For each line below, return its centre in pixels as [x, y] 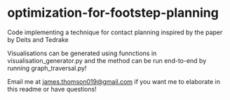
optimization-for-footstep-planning [113, 13]
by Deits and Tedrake [38, 39]
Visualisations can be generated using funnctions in [82, 53]
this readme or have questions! [52, 89]
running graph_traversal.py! [47, 68]
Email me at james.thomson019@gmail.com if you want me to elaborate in [114, 81]
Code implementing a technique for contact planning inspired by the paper [115, 32]
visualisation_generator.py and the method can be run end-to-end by [107, 60]
